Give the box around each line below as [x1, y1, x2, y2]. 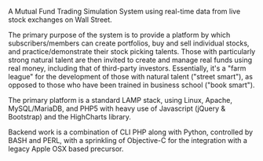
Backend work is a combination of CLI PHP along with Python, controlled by [8, 127, 254, 137]
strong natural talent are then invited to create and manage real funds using [8, 55, 253, 64]
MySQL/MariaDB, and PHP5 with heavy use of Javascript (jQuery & [8, 104, 226, 113]
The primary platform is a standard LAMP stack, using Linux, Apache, [8, 96, 233, 104]
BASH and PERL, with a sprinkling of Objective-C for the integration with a [8, 136, 247, 145]
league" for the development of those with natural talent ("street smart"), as [8, 72, 254, 81]
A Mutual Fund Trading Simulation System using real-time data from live [8, 7, 241, 16]
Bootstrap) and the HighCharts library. [8, 112, 132, 121]
